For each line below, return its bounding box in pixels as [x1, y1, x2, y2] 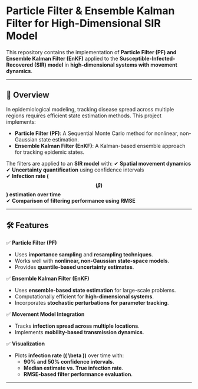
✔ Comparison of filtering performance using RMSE [6, 197, 136, 204]
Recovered [6, 61, 34, 68]
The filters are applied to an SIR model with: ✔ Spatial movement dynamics [6, 160, 192, 167]
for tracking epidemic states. [14, 149, 85, 156]
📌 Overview [6, 90, 49, 100]
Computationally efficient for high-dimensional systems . [14, 293, 154, 300]
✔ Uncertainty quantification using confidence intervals [6, 166, 144, 173]
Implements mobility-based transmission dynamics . [14, 328, 144, 335]
